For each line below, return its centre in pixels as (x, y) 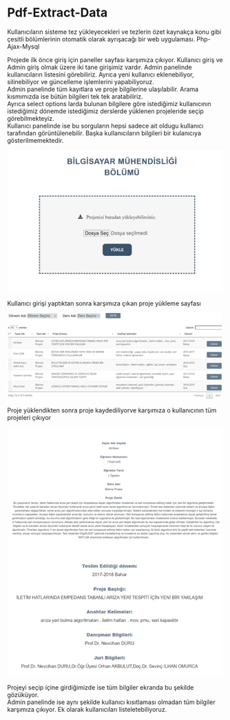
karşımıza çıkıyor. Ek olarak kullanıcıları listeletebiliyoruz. (87, 709)
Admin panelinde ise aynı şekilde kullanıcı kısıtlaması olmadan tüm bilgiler (111, 702)
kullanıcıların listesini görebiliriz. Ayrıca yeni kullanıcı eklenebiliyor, (101, 74)
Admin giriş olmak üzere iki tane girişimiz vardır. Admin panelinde (100, 67)
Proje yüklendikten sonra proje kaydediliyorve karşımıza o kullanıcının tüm (112, 410)
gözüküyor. (23, 694)
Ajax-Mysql (23, 46)
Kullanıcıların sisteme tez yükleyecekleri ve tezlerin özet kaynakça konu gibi (114, 32)
